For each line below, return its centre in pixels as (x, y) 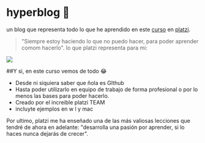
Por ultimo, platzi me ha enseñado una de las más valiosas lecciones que (99, 120)
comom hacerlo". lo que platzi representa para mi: (84, 48)
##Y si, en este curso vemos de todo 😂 (57, 71)
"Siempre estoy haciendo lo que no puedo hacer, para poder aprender (110, 41)
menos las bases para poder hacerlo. (62, 96)
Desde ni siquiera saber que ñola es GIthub (69, 82)
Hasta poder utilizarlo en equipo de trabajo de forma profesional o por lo (106, 89)
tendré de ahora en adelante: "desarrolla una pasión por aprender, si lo (95, 127)
